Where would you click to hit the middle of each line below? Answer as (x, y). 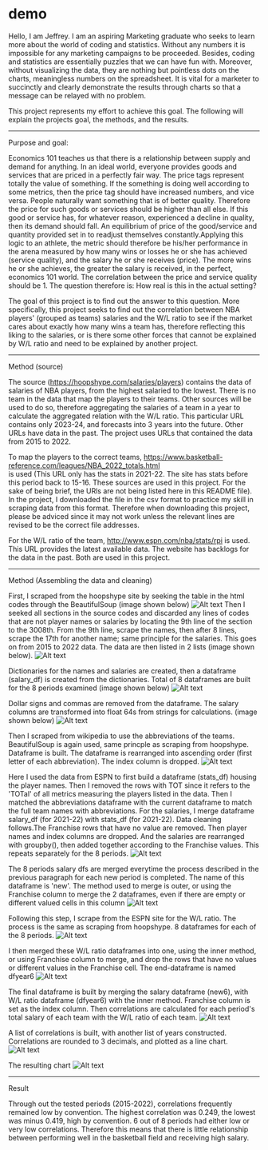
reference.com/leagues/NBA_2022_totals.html (84, 465)
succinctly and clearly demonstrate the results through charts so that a (125, 87)
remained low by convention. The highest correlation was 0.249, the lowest (132, 1112)
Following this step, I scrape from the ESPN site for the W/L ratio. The (122, 918)
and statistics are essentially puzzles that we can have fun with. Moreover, (130, 62)
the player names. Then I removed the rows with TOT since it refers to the (129, 785)
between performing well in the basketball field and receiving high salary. (129, 1137)
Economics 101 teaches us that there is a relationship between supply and (130, 158)
